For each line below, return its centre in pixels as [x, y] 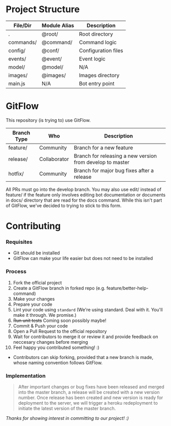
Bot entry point [97, 83]
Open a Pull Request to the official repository [60, 331]
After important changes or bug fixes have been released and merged [91, 386]
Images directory [99, 75]
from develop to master [102, 162]
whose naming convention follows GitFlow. [58, 363]
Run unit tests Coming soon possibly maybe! [60, 320]
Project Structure [43, 9]
